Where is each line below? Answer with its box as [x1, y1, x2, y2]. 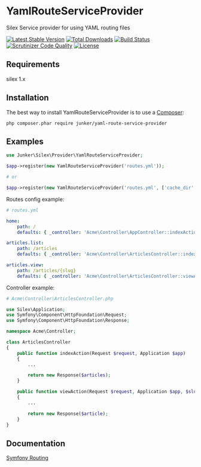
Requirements [6, 59, 60, 70]
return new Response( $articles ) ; [28, 372, 111, 378]
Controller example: [6, 284, 55, 291]
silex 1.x [6, 75, 26, 82]
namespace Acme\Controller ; [6, 329, 77, 335]
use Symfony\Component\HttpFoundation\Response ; [6, 318, 130, 324]
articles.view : [6, 262, 44, 268]
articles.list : [6, 240, 44, 246]
